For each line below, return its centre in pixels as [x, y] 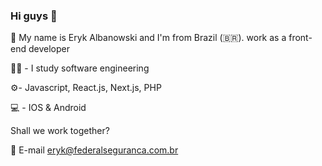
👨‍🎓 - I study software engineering [80, 68]
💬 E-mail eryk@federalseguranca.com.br [94, 150]
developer [49, 49]
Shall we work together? [60, 131]
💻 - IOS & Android [48, 108]
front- [300, 38]
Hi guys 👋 [34, 16]
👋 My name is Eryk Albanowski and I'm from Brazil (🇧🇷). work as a [148, 38]
